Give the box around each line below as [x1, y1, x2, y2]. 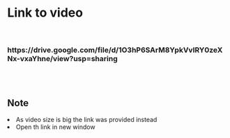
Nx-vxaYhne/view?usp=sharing [7, 53, 118, 63]
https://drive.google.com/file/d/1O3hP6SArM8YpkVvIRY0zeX [7, 45, 223, 55]
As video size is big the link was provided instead [16, 116, 158, 124]
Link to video [7, 5, 84, 21]
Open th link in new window [16, 123, 95, 131]
